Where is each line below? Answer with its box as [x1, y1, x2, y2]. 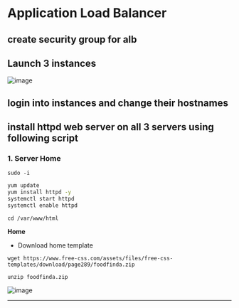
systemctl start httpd [7, 196, 75, 203]
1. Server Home [7, 154, 61, 164]
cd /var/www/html [7, 215, 59, 222]
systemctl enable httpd [7, 202, 78, 209]
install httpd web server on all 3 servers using [7, 121, 215, 133]
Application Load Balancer [7, 5, 167, 21]
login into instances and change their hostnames [7, 97, 229, 109]
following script [7, 132, 78, 144]
